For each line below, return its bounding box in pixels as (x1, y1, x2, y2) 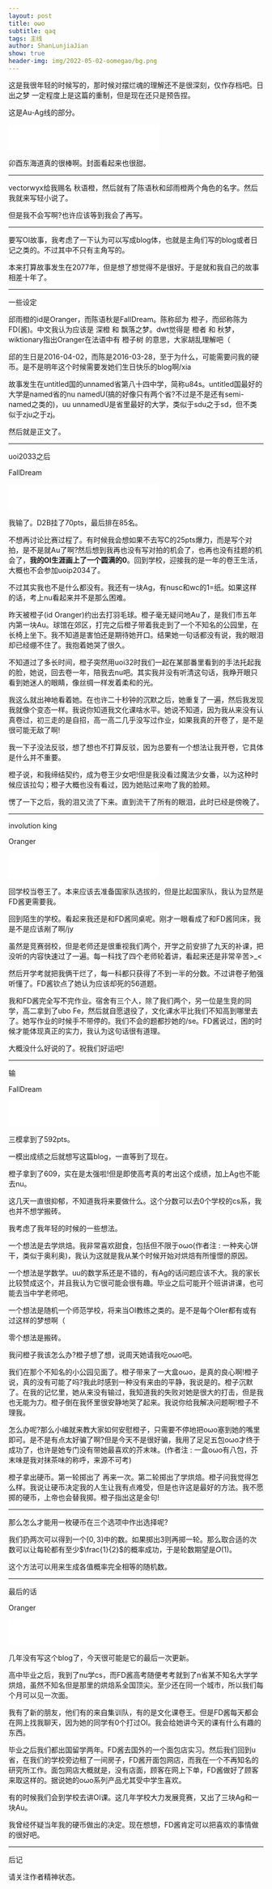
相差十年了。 (8, 272, 51, 282)
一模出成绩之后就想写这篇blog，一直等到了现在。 (8, 1151, 172, 1161)
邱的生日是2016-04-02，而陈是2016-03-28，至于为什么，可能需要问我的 (8, 351, 253, 361)
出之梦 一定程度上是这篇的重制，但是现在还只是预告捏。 (8, 90, 195, 100)
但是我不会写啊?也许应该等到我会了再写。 (8, 210, 147, 219)
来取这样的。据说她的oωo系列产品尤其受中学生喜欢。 (8, 1775, 186, 1785)
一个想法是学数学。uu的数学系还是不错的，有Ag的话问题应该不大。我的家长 (8, 1267, 261, 1277)
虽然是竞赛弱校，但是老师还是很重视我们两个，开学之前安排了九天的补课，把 (8, 940, 264, 951)
